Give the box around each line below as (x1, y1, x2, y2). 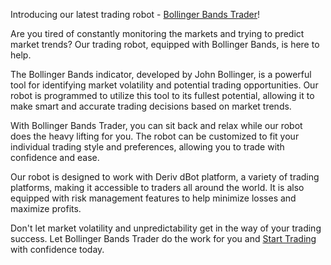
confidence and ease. (10, 152, 100, 163)
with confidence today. (10, 244, 105, 255)
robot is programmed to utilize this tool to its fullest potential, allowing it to (10, 90, 315, 101)
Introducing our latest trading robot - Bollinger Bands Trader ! (10, 9, 261, 20)
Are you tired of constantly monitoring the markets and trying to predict (10, 28, 305, 39)
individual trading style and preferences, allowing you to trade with (10, 141, 285, 153)
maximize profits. (10, 203, 82, 214)
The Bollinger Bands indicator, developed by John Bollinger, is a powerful (10, 69, 312, 80)
